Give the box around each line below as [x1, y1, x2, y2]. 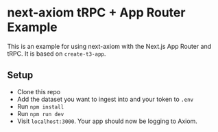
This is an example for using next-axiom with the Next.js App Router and [7, 42, 211, 50]
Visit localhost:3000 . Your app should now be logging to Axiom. [16, 117, 197, 125]
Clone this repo [16, 87, 60, 96]
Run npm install [16, 102, 64, 111]
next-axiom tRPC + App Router [7, 5, 186, 21]
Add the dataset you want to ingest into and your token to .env [16, 95, 194, 103]
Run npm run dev [16, 109, 64, 118]
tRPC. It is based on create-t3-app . [7, 49, 106, 58]
